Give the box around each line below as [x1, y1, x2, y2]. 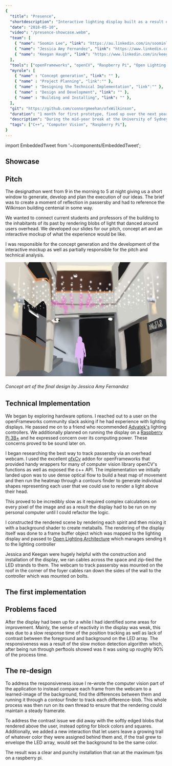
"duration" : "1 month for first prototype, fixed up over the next [10, 111, 157, 117]
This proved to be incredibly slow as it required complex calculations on [5, 498, 157, 504]
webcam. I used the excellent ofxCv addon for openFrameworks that [5, 455, 150, 462]
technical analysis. [5, 252, 45, 258]
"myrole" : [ [10, 68, 36, 73]
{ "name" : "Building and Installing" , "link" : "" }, [14, 95, 132, 100]
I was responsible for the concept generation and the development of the [5, 241, 160, 247]
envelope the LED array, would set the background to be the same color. [5, 739, 158, 745]
